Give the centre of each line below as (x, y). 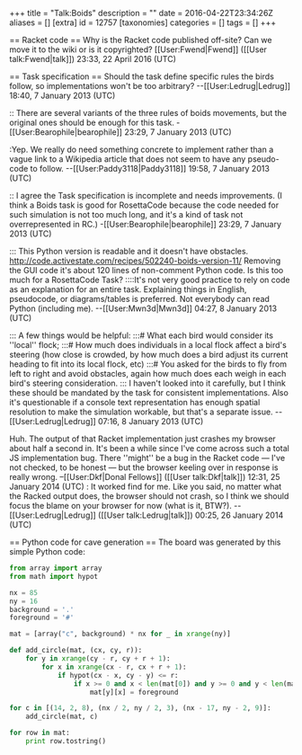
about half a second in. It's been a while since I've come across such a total (150, 448)
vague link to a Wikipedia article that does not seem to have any (128, 159)
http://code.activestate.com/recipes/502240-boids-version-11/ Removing (145, 261)
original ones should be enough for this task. (92, 122)
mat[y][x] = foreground (134, 692)
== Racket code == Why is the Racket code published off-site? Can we (141, 40)
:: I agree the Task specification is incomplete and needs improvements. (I (146, 195)
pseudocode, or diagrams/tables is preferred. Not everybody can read (139, 299)
